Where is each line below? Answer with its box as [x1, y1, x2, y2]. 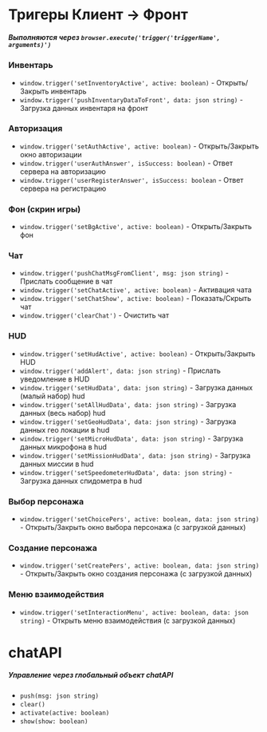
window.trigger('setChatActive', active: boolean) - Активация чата [19, 285, 253, 295]
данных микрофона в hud [19, 441, 108, 452]
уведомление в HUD [19, 374, 90, 384]
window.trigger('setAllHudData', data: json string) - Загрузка [19, 399, 237, 409]
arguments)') [8, 41, 52, 49]
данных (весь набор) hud [19, 408, 106, 417]
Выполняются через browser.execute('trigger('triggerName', [8, 32, 221, 42]
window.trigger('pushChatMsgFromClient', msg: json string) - [19, 268, 230, 278]
